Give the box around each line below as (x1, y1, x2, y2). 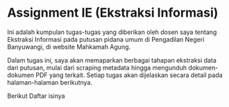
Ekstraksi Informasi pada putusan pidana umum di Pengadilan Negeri (7, 35, 205, 43)
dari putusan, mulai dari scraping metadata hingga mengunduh (7, 63, 187, 72)
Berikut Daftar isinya (7, 92, 65, 100)
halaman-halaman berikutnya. (7, 78, 92, 86)
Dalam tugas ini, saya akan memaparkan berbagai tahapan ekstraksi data (7, 56, 217, 64)
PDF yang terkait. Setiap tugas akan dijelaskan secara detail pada (35, 71, 223, 79)
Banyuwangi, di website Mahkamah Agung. (7, 42, 131, 51)
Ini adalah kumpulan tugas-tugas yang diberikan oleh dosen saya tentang (7, 28, 217, 36)
